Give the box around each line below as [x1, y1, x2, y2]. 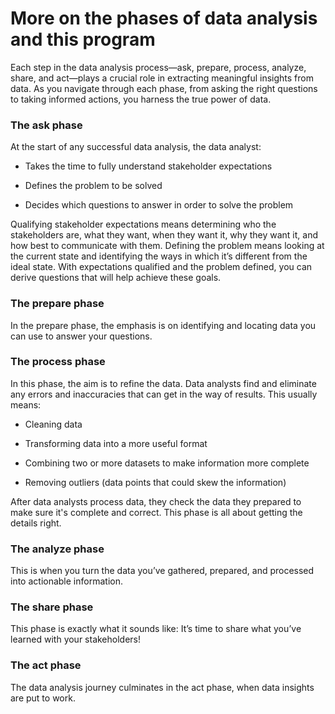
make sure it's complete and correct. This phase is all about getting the [10, 506, 303, 518]
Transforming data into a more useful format [24, 437, 208, 449]
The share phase [10, 600, 94, 614]
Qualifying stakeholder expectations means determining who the [10, 218, 277, 231]
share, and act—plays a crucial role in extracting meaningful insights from [10, 72, 314, 84]
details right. [10, 517, 62, 529]
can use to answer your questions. [10, 330, 153, 342]
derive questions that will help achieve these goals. [10, 272, 222, 284]
